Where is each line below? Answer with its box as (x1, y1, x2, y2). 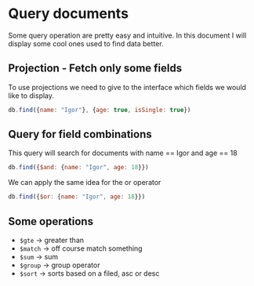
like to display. (8, 91, 55, 100)
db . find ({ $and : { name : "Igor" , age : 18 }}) (8, 164, 149, 172)
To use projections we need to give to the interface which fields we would (8, 82, 247, 92)
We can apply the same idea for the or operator (8, 178, 161, 187)
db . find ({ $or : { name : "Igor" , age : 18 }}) (8, 193, 146, 201)
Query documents (8, 5, 129, 23)
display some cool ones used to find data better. (8, 38, 164, 48)
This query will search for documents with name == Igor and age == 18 (8, 148, 238, 157)
